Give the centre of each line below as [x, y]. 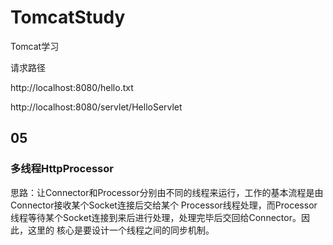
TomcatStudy [68, 17]
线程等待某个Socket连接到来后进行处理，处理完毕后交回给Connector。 [156, 217]
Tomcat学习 [35, 46]
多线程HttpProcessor [62, 169]
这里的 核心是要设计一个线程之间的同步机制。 [121, 230]
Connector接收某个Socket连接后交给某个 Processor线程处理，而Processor [164, 205]
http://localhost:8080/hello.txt [72, 87]
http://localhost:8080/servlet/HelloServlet [96, 107]
